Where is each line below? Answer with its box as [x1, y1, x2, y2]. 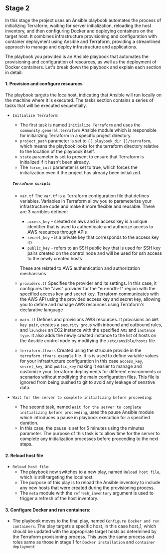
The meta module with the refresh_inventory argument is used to [19, 490, 154, 496]
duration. [19, 420, 39, 426]
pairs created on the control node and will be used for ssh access [27, 250, 162, 256]
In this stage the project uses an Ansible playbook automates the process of [5, 17, 162, 23]
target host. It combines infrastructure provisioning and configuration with [5, 33, 157, 39]
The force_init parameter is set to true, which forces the [19, 164, 138, 170]
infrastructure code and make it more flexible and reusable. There [19, 203, 155, 209]
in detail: [5, 69, 23, 75]
